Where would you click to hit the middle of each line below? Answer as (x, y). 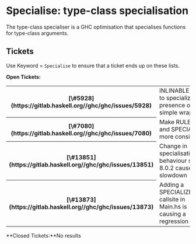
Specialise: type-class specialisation (97, 11)
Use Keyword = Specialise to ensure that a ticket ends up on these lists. (93, 65)
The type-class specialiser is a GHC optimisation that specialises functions (96, 27)
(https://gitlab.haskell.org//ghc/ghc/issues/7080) (81, 133)
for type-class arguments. (37, 33)
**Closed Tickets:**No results (44, 235)
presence (172, 105)
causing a (173, 214)
